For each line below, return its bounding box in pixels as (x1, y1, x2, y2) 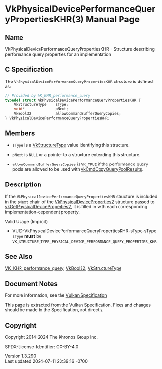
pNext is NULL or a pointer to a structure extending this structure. (12, 151, 141, 157)
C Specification (5, 65, 53, 74)
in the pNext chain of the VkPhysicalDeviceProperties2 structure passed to (5, 199, 155, 205)
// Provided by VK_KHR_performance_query (5, 93, 91, 98)
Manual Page (85, 14, 140, 25)
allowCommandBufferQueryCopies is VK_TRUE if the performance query (12, 161, 149, 167)
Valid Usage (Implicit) (5, 218, 48, 224)
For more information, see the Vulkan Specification (5, 292, 107, 298)
